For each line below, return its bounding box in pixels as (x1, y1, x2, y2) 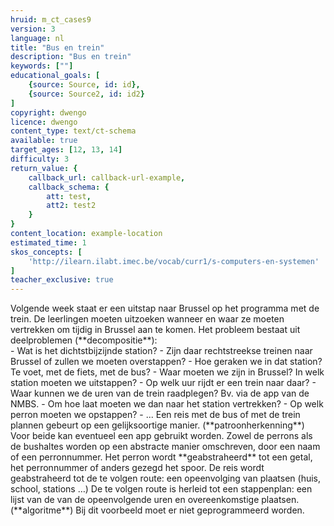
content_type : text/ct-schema (10, 126, 137, 136)
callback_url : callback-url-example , (28, 172, 186, 183)
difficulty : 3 (10, 154, 70, 164)
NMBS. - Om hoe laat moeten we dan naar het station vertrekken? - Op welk (10, 398, 324, 410)
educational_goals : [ (10, 71, 101, 81)
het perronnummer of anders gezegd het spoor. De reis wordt (10, 462, 265, 474)
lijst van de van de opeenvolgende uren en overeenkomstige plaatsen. (10, 494, 300, 506)
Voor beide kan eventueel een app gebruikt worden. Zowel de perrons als (10, 430, 313, 442)
